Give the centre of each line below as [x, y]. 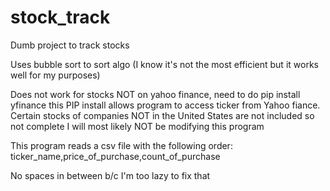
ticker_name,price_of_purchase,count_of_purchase [115, 156]
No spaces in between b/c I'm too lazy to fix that [110, 175]
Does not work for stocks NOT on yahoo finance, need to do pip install [155, 94]
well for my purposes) [55, 75]
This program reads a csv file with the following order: [121, 145]
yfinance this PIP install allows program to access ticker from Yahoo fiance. [165, 105]
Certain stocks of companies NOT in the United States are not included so [162, 115]
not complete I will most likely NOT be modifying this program [137, 126]
